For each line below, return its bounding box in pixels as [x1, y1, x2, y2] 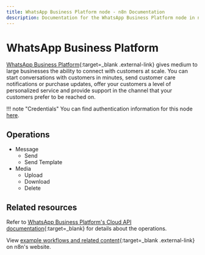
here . [6, 112, 20, 119]
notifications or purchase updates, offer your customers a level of [6, 81, 171, 88]
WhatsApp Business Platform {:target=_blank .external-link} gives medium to [6, 61, 198, 68]
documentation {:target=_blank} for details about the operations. [6, 225, 167, 232]
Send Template [24, 159, 63, 166]
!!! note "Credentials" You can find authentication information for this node [6, 105, 193, 113]
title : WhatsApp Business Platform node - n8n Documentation [6, 9, 165, 15]
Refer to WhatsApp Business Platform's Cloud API [6, 218, 132, 226]
